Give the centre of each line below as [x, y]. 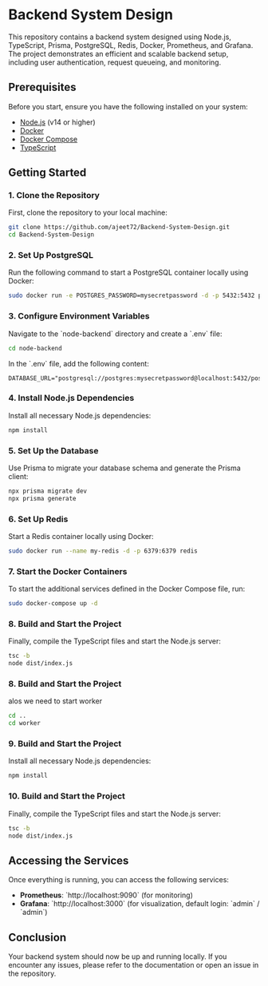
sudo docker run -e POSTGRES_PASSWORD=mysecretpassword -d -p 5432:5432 [132, 296]
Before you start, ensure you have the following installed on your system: [128, 106]
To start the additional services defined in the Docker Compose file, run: [127, 589]
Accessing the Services [69, 860]
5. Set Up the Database [53, 450]
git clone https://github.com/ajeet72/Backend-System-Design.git [119, 228]
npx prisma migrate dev [48, 491]
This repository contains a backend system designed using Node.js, [120, 37]
